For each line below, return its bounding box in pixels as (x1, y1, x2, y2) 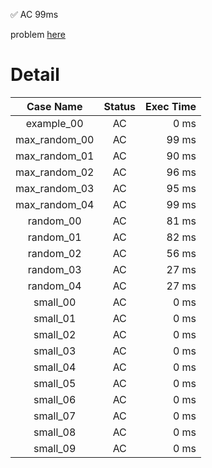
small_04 (33, 360, 77, 374)
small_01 (33, 311, 77, 325)
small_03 (33, 344, 77, 358)
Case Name (26, 99, 83, 113)
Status (103, 99, 136, 113)
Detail (10, 64, 60, 86)
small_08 (33, 425, 77, 439)
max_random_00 (15, 132, 95, 146)
